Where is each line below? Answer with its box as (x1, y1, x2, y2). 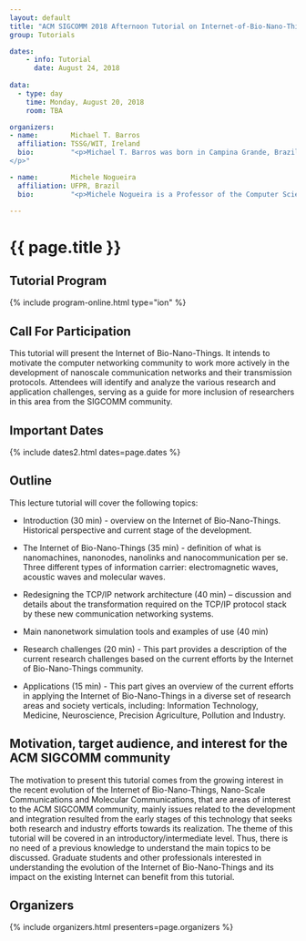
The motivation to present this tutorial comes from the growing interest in (9, 774, 284, 785)
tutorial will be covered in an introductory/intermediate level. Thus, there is (9, 833, 289, 844)
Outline (9, 473, 52, 488)
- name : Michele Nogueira (9, 172, 137, 182)
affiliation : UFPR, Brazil (17, 181, 120, 190)
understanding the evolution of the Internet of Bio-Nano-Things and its (9, 862, 275, 873)
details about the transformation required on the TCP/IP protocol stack (22, 598, 287, 609)
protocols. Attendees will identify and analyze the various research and (9, 377, 276, 388)
